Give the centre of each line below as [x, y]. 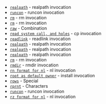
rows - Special [24, 81]
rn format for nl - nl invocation [43, 70]
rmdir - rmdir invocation [34, 65]
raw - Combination [28, 28]
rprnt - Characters [29, 86]
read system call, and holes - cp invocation [55, 33]
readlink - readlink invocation [40, 39]
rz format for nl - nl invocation [43, 97]
